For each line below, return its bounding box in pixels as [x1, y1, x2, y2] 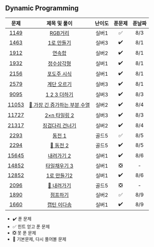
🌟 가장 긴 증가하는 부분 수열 [29, 101, 90, 108]
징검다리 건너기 [42, 122, 77, 130]
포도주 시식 [47, 70, 72, 77]
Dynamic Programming [5, 4, 79, 13]
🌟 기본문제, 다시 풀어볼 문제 [12, 236, 67, 242]
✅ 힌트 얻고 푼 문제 [12, 223, 50, 229]
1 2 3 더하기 [45, 91, 74, 98]
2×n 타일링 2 [45, 112, 74, 119]
